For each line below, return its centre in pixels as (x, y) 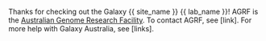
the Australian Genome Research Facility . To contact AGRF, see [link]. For (130, 20)
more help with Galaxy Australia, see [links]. (81, 29)
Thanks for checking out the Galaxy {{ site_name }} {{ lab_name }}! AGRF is (133, 12)
